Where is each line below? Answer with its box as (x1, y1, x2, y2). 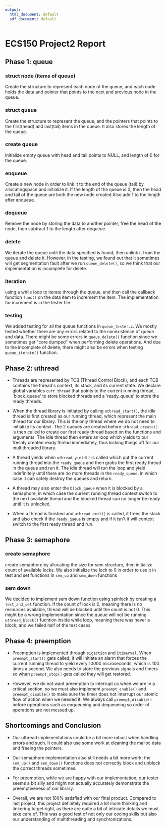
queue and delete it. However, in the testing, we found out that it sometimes (5, 255, 160, 261)
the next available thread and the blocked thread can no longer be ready (12, 496, 160, 502)
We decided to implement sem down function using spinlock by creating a (5, 596, 157, 602)
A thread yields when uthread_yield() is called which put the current (12, 455, 154, 461)
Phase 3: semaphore (5, 536, 70, 544)
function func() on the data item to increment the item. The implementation (5, 294, 159, 300)
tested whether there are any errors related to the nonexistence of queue (5, 329, 155, 335)
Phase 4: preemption (5, 636, 71, 645)
